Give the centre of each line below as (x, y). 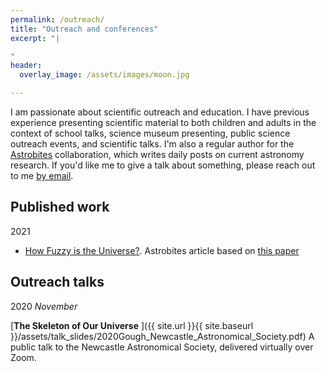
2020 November (44, 306)
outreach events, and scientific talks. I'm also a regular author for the (152, 144)
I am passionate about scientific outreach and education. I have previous (160, 112)
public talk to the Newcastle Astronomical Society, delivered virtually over (162, 347)
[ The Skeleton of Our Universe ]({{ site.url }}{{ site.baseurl (132, 325)
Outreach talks (57, 282)
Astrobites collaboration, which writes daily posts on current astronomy (157, 154)
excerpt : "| (35, 38)
